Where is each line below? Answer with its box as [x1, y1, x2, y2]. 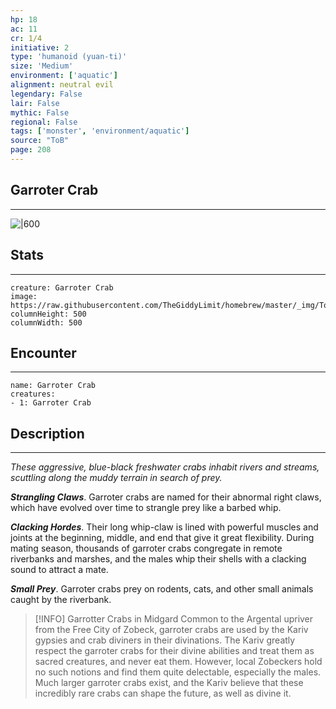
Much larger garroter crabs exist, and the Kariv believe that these [34, 677, 304, 689]
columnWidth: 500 [10, 317, 83, 328]
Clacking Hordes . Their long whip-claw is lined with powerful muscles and [10, 521, 319, 533]
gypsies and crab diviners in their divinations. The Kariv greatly [34, 634, 296, 646]
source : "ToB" [10, 136, 70, 146]
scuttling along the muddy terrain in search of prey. [10, 472, 223, 484]
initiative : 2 [10, 42, 70, 53]
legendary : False [10, 89, 83, 99]
